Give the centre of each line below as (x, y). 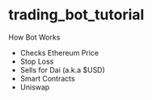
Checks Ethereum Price (59, 52)
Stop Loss (37, 61)
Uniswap (35, 87)
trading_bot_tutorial (76, 15)
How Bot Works (34, 37)
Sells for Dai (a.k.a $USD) (62, 69)
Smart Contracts (47, 78)
